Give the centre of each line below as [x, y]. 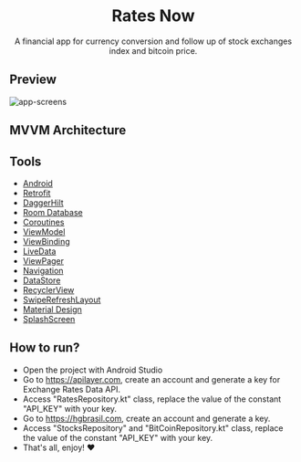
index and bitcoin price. [153, 50]
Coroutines [43, 222]
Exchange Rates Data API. [72, 389]
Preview [33, 80]
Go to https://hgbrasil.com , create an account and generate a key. [146, 418]
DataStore [42, 280]
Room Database [53, 212]
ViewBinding [46, 241]
